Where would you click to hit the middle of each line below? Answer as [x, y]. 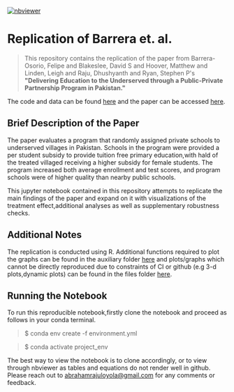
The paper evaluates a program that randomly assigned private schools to [114, 140]
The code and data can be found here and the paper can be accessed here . [116, 101]
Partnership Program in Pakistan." [75, 88]
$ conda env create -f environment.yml [81, 333]
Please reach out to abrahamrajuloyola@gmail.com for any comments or [111, 375]
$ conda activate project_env [66, 347]
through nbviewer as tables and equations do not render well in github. [109, 368]
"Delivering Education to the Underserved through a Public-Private [124, 80]
